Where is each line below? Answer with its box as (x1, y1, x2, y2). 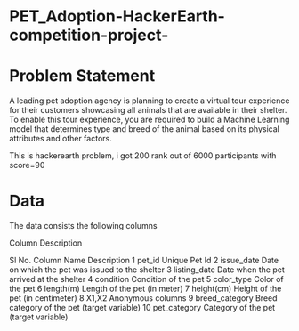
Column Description (9, 238, 83, 248)
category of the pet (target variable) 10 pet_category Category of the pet (9, 303, 276, 313)
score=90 (9, 160, 45, 171)
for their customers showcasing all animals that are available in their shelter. (9, 105, 287, 116)
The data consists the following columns (9, 221, 158, 231)
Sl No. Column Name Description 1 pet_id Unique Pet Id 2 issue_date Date (9, 255, 279, 266)
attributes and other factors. (9, 133, 113, 144)
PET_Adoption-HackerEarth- (9, 6, 225, 27)
